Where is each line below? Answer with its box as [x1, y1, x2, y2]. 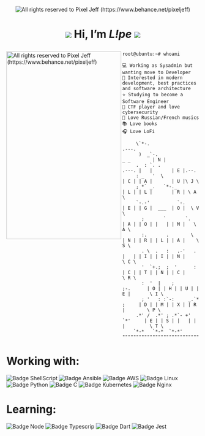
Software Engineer [122, 99, 170, 105]
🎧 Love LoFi [122, 129, 155, 135]
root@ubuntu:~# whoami [122, 51, 181, 58]
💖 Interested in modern [122, 75, 183, 81]
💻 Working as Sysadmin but [122, 63, 193, 69]
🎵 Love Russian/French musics [122, 115, 199, 121]
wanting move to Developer [122, 69, 191, 76]
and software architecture [122, 86, 191, 92]
